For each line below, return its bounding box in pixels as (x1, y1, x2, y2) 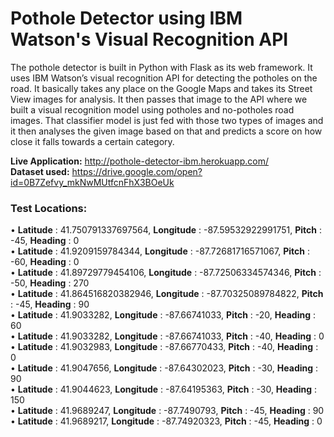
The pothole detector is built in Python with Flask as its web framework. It (10, 61, 313, 73)
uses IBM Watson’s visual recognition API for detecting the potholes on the (10, 72, 318, 84)
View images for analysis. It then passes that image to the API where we (10, 93, 308, 105)
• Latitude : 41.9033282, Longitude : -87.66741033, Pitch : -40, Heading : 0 (10, 330, 325, 342)
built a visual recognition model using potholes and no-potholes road (10, 103, 295, 116)
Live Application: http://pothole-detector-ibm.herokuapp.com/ (10, 155, 270, 167)
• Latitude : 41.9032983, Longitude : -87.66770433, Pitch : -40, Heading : (10, 341, 319, 353)
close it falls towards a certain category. (10, 135, 175, 147)
